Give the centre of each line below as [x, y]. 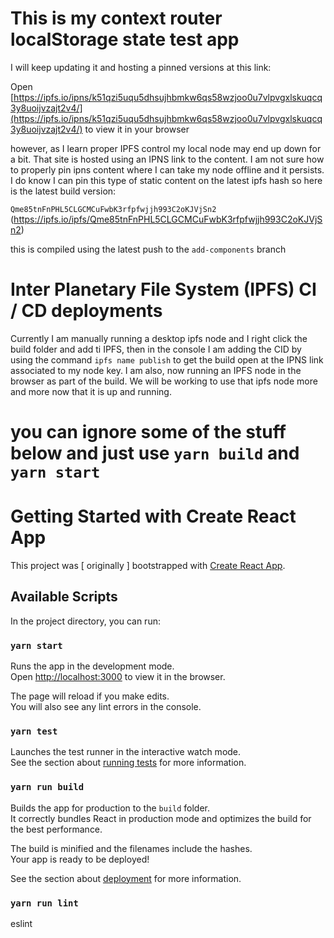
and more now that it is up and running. [91, 391]
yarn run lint [44, 903]
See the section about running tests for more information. [128, 763]
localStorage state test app [125, 39]
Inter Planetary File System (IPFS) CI [163, 289]
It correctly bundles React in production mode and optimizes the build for [161, 818]
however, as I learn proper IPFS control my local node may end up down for [166, 148]
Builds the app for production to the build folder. [110, 808]
